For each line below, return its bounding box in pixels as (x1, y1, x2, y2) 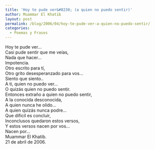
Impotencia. (5, 60, 30, 66)
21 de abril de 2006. (5, 139, 46, 145)
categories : (5, 26, 30, 31)
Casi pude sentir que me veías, (5, 49, 69, 55)
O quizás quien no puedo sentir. (5, 86, 71, 92)
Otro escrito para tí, (5, 65, 45, 71)
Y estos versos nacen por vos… (5, 123, 70, 129)
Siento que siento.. (5, 75, 44, 81)
